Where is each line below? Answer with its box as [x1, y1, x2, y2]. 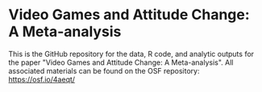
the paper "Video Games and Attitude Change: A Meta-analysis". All [8, 58, 234, 67]
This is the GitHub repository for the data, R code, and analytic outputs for [8, 49, 255, 58]
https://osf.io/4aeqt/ [8, 74, 75, 84]
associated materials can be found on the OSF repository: [8, 66, 200, 75]
